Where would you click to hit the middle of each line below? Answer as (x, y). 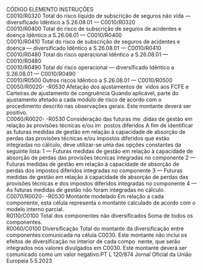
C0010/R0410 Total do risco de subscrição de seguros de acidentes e (93, 42)
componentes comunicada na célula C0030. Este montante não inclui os (97, 235)
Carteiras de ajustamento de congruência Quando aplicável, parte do (92, 93)
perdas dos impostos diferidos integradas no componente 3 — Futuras (95, 170)
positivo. (17, 113)
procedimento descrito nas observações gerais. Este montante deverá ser (99, 106)
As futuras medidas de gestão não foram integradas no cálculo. (86, 190)
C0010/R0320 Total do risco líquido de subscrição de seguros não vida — (98, 16)
